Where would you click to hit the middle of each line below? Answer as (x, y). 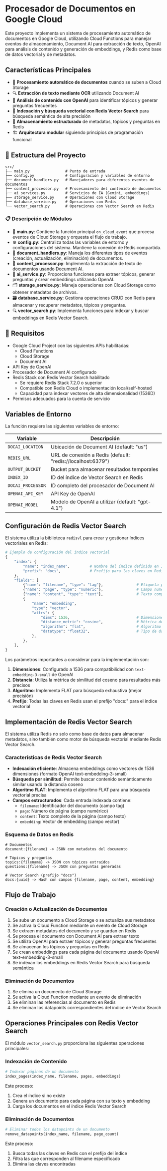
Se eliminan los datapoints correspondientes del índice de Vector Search (87, 1007)
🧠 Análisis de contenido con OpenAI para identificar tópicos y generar (85, 100)
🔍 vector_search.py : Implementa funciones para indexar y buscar (81, 311)
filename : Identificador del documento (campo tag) (72, 805)
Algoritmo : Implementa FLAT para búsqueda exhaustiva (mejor (77, 690)
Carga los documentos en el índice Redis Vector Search (69, 1106)
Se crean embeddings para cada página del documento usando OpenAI (86, 952)
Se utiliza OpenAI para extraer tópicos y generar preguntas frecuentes (84, 941)
